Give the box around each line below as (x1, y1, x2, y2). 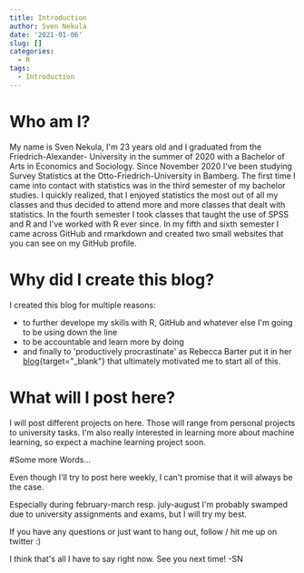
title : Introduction (9, 13, 88, 23)
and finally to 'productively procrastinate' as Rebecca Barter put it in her (22, 345, 292, 356)
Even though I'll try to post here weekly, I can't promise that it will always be (9, 471, 293, 482)
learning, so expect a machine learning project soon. (9, 436, 207, 447)
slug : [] (9, 38, 43, 48)
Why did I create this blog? (9, 269, 215, 290)
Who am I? (9, 111, 91, 131)
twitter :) (9, 536, 42, 547)
